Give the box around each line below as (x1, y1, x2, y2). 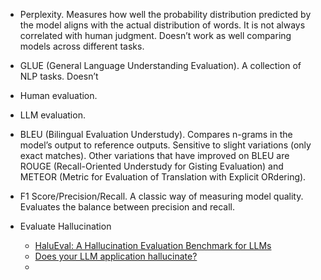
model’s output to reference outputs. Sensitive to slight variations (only (19, 139, 312, 151)
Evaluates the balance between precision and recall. (19, 201, 235, 213)
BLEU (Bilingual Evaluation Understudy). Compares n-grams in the (19, 129, 293, 140)
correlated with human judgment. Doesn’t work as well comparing (19, 30, 292, 41)
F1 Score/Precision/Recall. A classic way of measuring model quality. (19, 190, 304, 202)
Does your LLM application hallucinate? (34, 250, 198, 262)
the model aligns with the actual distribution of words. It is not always (19, 19, 306, 31)
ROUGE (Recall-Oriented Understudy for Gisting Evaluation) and (19, 160, 284, 172)
